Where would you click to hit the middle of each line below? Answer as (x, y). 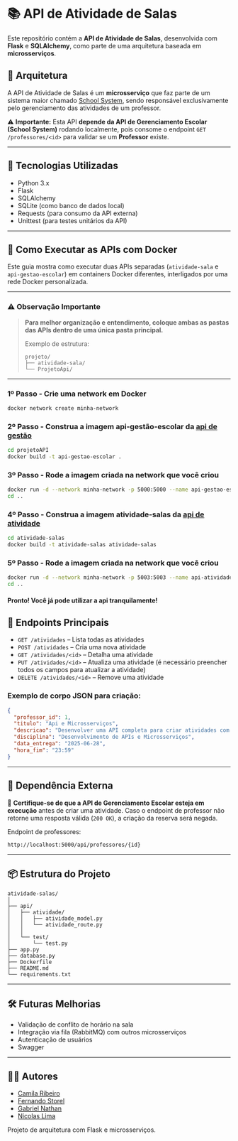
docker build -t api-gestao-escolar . (64, 457)
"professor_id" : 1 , (42, 717)
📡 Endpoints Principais (58, 623)
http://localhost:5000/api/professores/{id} (74, 845)
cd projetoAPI (28, 450)
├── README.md (28, 968)
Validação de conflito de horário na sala (75, 1024)
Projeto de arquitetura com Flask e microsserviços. (81, 1130)
